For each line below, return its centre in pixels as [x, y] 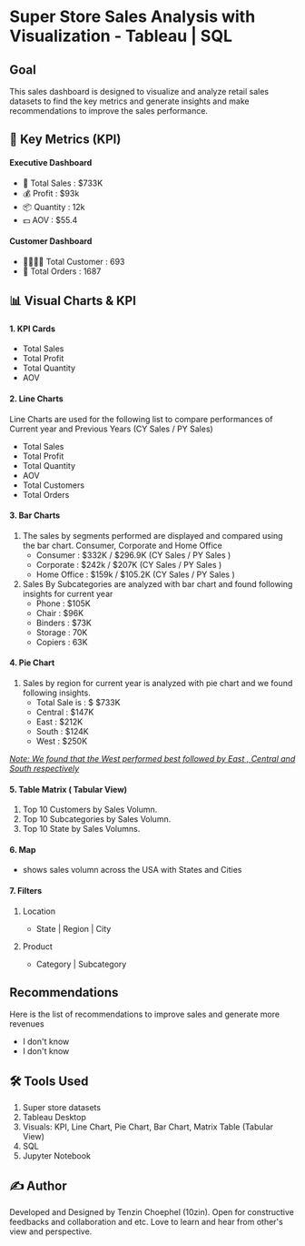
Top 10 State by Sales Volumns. [81, 829]
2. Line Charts [36, 399]
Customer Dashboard [51, 241]
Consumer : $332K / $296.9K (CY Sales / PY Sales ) [133, 555]
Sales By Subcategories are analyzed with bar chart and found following [157, 583]
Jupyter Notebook [56, 1156]
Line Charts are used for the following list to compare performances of [141, 419]
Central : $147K [65, 712]
